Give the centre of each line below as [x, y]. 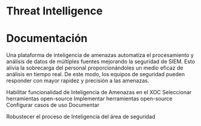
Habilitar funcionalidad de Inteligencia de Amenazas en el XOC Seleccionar [99, 92]
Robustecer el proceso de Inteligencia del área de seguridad [81, 117]
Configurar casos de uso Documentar [53, 105]
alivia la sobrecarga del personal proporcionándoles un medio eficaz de [95, 68]
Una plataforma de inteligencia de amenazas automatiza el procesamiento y [100, 55]
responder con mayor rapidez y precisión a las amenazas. [78, 81]
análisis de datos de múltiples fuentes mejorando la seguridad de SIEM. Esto [101, 62]
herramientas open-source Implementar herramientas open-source [89, 99]
